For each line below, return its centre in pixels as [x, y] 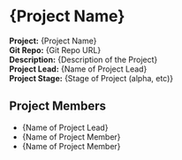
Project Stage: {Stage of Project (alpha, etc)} [91, 78]
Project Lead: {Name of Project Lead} [78, 69]
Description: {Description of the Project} [83, 59]
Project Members [58, 107]
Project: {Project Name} [53, 41]
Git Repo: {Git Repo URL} [55, 50]
